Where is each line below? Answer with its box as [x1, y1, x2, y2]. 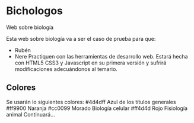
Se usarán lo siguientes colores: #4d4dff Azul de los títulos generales [6, 98, 176, 105]
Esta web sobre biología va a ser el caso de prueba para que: [6, 35, 156, 42]
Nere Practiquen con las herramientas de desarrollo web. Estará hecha [14, 53, 188, 60]
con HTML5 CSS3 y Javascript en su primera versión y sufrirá [14, 59, 167, 66]
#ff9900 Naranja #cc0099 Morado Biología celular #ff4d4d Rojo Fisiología [6, 105, 188, 112]
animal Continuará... [6, 111, 55, 118]
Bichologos [6, 4, 63, 18]
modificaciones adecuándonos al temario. [14, 65, 117, 72]
